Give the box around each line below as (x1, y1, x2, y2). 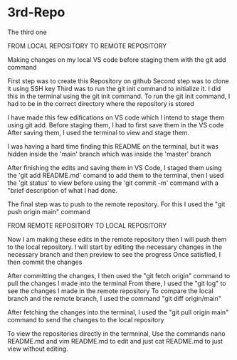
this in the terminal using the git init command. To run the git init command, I (7, 92, 231, 100)
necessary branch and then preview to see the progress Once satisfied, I (7, 250, 221, 258)
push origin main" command (7, 207, 90, 216)
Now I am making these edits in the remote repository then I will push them (7, 235, 227, 243)
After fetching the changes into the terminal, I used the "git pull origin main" (7, 307, 229, 317)
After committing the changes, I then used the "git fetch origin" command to (7, 271, 231, 280)
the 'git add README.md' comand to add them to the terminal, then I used (7, 171, 224, 179)
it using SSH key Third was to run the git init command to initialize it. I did (7, 84, 221, 92)
